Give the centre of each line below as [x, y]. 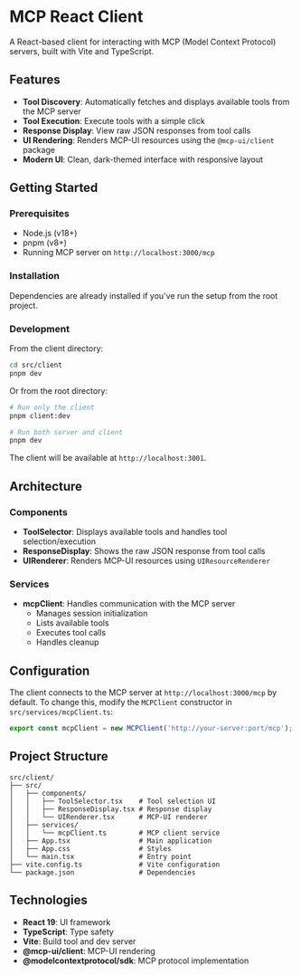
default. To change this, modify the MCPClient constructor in [121, 703]
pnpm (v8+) [45, 243]
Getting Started [54, 188]
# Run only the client [52, 407]
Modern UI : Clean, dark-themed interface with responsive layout [143, 159]
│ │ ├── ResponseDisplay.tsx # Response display [111, 809]
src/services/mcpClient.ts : [61, 712]
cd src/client [36, 365]
